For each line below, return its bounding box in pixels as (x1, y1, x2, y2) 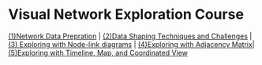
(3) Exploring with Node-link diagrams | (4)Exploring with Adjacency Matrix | (8, 39, 255, 49)
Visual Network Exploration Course (8, 5, 245, 23)
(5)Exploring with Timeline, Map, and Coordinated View (8, 48, 188, 57)
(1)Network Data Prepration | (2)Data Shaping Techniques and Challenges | (8, 31, 253, 41)
